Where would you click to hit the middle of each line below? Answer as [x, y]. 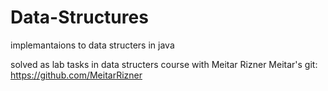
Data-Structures [79, 17]
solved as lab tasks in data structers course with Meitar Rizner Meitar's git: [164, 64]
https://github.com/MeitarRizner [76, 75]
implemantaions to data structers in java [92, 45]
